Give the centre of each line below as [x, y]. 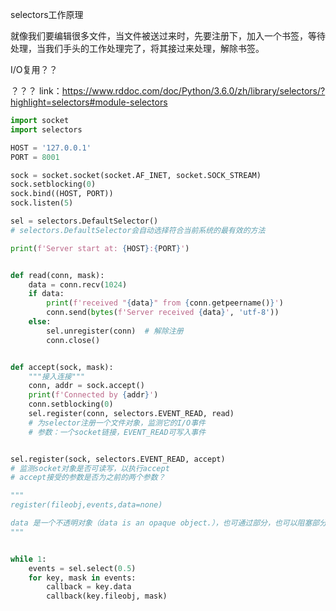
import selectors [46, 129]
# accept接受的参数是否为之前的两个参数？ [88, 478]
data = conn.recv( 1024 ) [78, 284]
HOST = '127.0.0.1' [51, 148]
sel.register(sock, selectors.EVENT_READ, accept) [118, 459]
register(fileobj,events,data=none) [86, 505]
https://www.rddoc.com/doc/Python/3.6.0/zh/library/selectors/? [193, 91]
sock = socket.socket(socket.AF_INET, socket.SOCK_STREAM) [136, 175]
